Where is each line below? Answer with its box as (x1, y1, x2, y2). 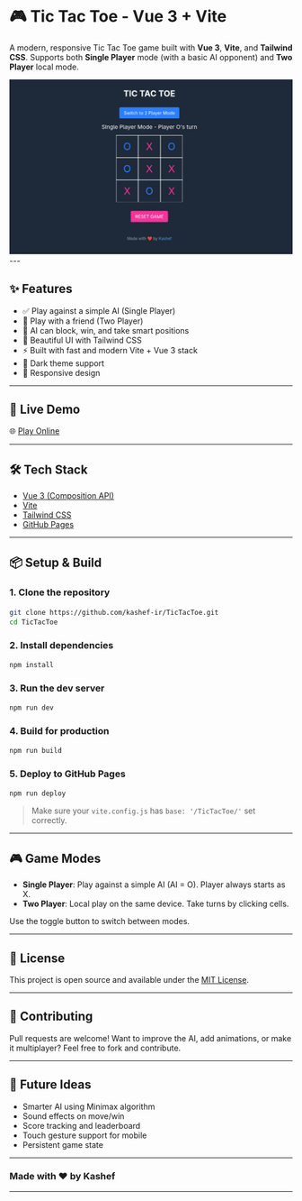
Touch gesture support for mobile (22, 1130, 147, 1141)
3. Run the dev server (9, 682, 105, 694)
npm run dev (9, 703, 54, 712)
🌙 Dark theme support (22, 357, 105, 369)
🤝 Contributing (9, 1009, 93, 1024)
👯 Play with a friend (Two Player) (22, 316, 144, 326)
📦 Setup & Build (9, 555, 102, 570)
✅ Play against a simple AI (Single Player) (22, 305, 176, 316)
